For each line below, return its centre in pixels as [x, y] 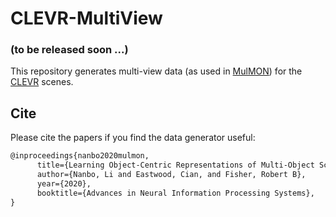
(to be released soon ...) [69, 50]
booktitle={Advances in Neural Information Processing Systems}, [175, 193]
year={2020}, [64, 183]
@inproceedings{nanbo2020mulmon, [80, 156]
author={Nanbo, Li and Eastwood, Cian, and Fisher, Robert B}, [171, 175]
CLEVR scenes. [42, 82]
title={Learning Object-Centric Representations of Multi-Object [175, 165]
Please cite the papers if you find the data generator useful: [133, 138]
